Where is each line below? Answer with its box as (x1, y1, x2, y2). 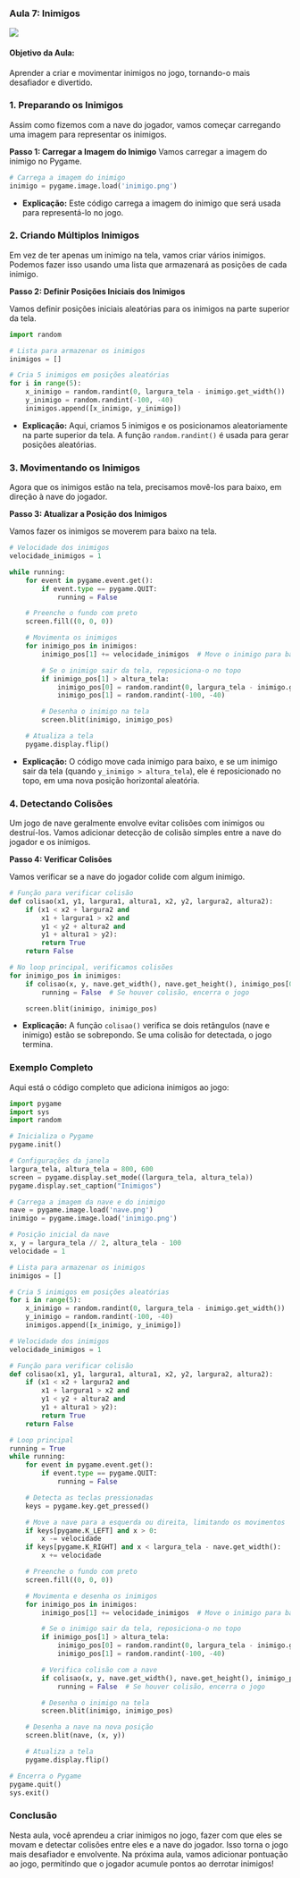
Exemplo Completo (9, 1062, 94, 1074)
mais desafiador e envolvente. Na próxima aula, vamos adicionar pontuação (9, 1848, 288, 1859)
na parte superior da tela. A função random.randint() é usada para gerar (21, 429, 289, 440)
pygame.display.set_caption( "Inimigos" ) (9, 1181, 162, 1190)
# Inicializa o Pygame (9, 1132, 94, 1141)
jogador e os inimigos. (9, 837, 91, 848)
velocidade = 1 (9, 1247, 66, 1256)
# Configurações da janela (9, 1156, 110, 1165)
